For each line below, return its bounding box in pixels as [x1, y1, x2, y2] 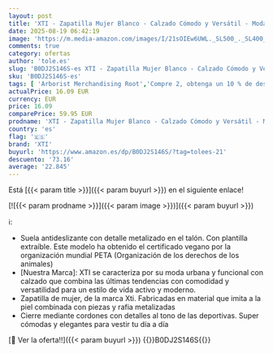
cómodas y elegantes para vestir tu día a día [19, 320, 169, 329]
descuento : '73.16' [8, 155, 75, 163]
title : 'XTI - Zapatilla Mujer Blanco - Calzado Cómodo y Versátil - [8, 19, 249, 28]
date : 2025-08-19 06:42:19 [8, 27, 100, 35]
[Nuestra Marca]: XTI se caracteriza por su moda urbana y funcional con [19, 268, 264, 278]
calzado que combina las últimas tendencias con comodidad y [19, 277, 230, 286]
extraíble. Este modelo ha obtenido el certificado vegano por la [19, 242, 232, 252]
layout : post [8, 11, 53, 20]
